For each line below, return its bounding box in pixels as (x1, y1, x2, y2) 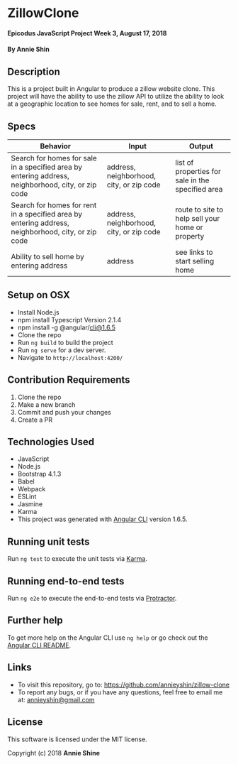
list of (175, 158, 194, 168)
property (175, 231, 205, 241)
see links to (175, 247, 214, 257)
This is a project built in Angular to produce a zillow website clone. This (7, 84, 215, 93)
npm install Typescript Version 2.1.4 (17, 315, 122, 324)
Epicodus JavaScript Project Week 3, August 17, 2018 (7, 28, 167, 37)
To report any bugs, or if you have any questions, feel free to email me (17, 687, 223, 697)
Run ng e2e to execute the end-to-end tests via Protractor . (7, 594, 177, 603)
